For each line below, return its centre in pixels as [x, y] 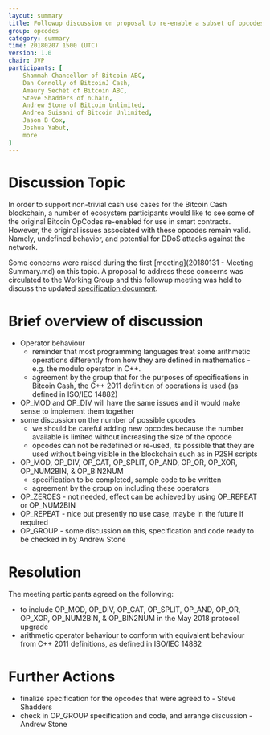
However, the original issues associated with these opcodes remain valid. [130, 231]
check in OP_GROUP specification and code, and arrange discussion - [136, 716]
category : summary [39, 38]
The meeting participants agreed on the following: [91, 594]
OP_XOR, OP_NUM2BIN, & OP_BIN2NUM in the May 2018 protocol [129, 619]
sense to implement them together [77, 411]
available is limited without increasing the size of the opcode [132, 437]
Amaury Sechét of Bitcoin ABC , [75, 90]
